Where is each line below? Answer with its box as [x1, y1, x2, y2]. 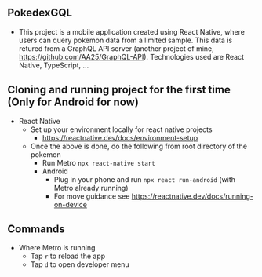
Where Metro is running [18, 243, 96, 253]
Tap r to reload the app [30, 251, 106, 261]
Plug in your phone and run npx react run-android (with [53, 174, 236, 184]
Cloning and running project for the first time [7, 83, 231, 97]
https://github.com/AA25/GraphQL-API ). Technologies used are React [18, 52, 245, 61]
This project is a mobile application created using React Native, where [18, 27, 245, 36]
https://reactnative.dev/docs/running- [131, 191, 254, 201]
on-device [53, 199, 88, 209]
